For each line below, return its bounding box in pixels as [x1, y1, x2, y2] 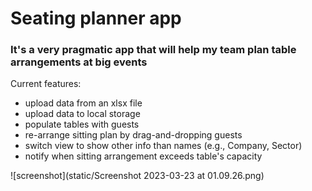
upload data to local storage [24, 108, 141, 120]
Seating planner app [10, 7, 182, 30]
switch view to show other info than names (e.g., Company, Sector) [24, 140, 303, 152]
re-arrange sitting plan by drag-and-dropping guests [24, 129, 243, 141]
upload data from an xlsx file [24, 97, 143, 109]
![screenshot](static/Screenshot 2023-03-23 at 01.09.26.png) [10, 170, 265, 182]
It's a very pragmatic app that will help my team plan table [10, 43, 297, 57]
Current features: [10, 78, 82, 90]
